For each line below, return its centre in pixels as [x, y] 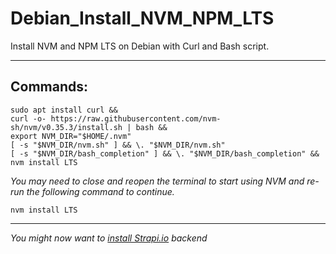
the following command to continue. [100, 191]
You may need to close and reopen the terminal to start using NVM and [157, 181]
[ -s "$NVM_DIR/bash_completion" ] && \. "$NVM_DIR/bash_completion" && [165, 153]
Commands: [49, 87]
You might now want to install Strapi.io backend [109, 238]
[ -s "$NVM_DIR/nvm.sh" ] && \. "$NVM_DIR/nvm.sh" [118, 145]
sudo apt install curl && [64, 110]
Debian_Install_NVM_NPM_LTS [142, 18]
